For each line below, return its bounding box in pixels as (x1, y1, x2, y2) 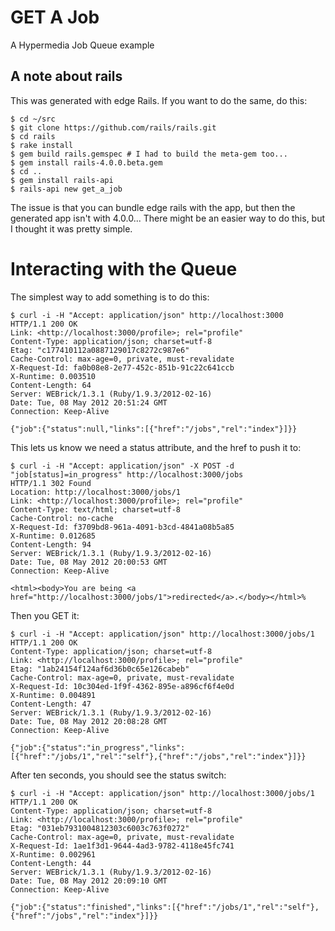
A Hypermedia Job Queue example (10, 39, 155, 51)
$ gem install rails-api (10, 175, 114, 185)
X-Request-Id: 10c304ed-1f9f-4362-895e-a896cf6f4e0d (10, 681, 235, 691)
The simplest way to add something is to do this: (10, 291, 210, 303)
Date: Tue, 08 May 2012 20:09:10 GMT (10, 876, 168, 886)
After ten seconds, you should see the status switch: (10, 769, 227, 781)
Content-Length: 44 (10, 858, 92, 868)
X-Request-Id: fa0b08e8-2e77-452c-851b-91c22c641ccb (10, 362, 235, 373)
